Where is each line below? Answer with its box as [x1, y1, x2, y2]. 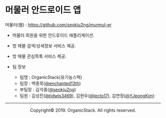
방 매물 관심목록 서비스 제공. [12, 53, 67, 59]
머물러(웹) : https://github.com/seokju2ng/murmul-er [5, 22, 112, 28]
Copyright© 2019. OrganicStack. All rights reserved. [30, 107, 136, 113]
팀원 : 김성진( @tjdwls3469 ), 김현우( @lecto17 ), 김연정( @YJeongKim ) [19, 92, 155, 99]
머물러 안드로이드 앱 [5, 4, 82, 16]
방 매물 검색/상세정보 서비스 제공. [12, 42, 76, 48]
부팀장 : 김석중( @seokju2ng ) [19, 86, 77, 92]
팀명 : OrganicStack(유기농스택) [19, 74, 83, 80]
